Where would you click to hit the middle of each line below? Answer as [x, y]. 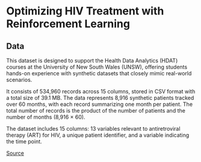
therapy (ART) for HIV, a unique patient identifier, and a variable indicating [98, 135]
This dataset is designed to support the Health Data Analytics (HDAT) [92, 61]
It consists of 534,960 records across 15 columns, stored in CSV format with [101, 91]
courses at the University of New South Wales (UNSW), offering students [97, 67]
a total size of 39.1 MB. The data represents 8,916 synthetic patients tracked [100, 98]
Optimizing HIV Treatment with [85, 11]
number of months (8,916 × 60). [46, 117]
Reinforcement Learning [68, 24]
